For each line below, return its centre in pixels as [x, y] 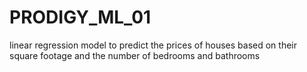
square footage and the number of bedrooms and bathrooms [135, 55]
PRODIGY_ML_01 [80, 17]
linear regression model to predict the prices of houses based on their [153, 45]
